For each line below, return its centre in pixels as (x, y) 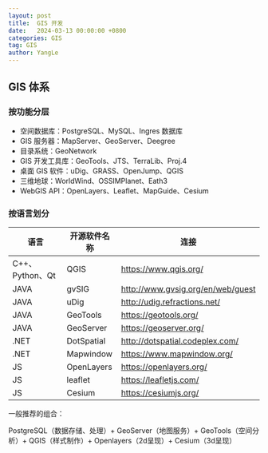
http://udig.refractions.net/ (171, 302)
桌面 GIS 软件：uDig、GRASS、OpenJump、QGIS (102, 171)
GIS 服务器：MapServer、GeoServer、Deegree (97, 141)
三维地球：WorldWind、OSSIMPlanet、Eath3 (93, 181)
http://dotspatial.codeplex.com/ (180, 340)
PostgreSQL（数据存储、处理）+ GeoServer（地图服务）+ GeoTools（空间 (130, 430)
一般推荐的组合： (36, 413)
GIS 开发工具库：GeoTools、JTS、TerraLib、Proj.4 (103, 161)
